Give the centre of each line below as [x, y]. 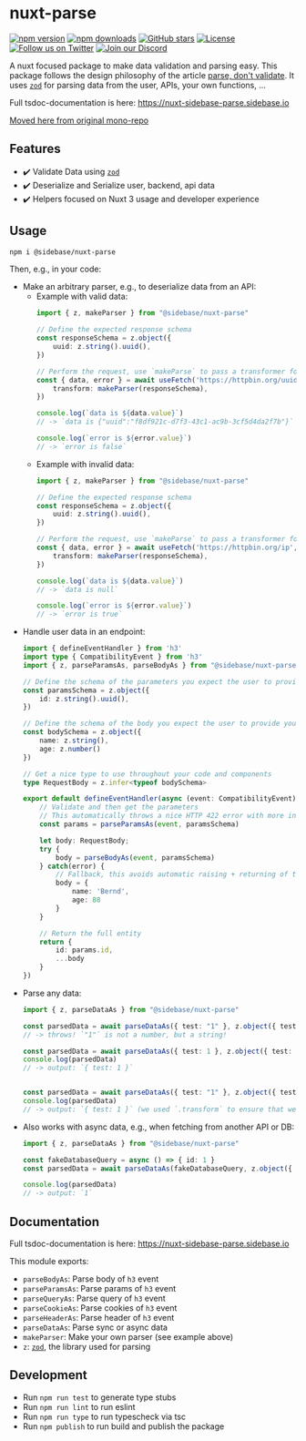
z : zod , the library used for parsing [87, 1347]
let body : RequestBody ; [84, 841]
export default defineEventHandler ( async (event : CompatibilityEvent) [159, 799]
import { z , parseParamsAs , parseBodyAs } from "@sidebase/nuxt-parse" [161, 665]
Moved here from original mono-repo [79, 120]
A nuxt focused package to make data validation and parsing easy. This [143, 66]
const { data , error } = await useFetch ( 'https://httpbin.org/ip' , [167, 548]
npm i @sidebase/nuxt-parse [63, 252]
